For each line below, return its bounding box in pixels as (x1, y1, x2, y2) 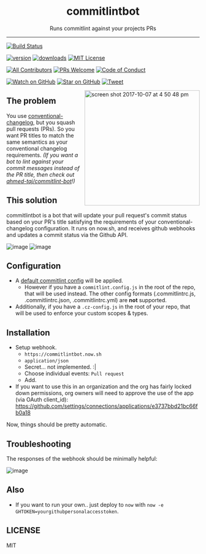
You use (6, 112, 27, 119)
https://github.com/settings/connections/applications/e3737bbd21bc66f (15, 402, 198, 410)
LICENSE (6, 525, 41, 536)
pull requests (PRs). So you (6, 125, 75, 133)
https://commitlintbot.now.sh (24, 351, 102, 357)
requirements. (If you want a (6, 151, 78, 158)
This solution (6, 195, 58, 206)
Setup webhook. (15, 344, 57, 351)
